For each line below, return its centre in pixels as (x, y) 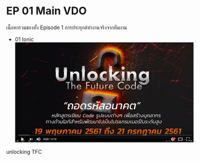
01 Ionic (24, 39)
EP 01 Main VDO (47, 11)
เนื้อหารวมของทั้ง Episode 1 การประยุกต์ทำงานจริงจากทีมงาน (67, 27)
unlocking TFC (24, 151)
